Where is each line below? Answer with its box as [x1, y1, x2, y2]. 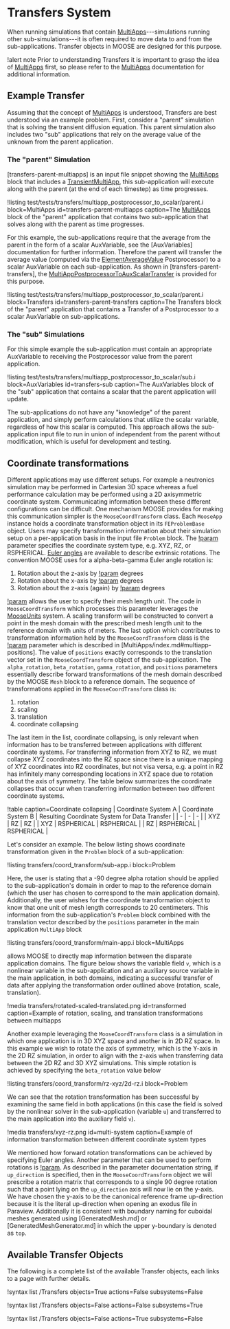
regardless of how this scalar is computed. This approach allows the [7, 423, 200, 431]
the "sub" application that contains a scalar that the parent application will [7, 388, 216, 396]
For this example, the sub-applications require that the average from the [7, 234, 211, 242]
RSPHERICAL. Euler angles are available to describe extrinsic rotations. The [7, 548, 221, 557]
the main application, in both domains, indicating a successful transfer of [7, 974, 214, 982]
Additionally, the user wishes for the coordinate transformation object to [7, 896, 211, 904]
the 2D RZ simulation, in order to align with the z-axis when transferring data [7, 1051, 224, 1060]
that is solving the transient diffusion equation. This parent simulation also [7, 122, 216, 131]
